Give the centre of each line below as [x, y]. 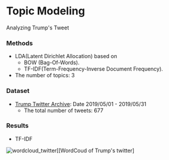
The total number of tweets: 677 [64, 110]
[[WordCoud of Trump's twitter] [96, 150]
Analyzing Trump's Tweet [38, 28]
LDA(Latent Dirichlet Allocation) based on [66, 56]
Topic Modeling [46, 11]
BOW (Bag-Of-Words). [52, 63]
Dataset [18, 91]
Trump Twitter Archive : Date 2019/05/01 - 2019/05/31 [81, 104]
